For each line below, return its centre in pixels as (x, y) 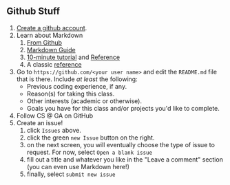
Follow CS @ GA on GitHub (55, 116)
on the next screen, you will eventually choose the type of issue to (121, 144)
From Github (44, 42)
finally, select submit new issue (71, 174)
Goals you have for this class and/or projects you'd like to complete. (123, 108)
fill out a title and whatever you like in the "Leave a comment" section (125, 159)
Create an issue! (40, 122)
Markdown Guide (51, 50)
